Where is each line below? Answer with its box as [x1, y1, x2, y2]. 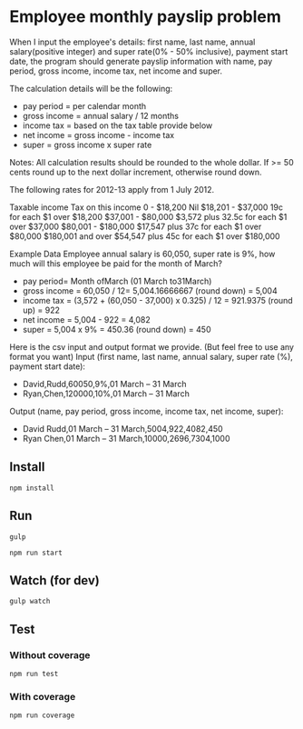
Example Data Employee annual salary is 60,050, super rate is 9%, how [9, 248, 276, 259]
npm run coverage [9, 711, 75, 720]
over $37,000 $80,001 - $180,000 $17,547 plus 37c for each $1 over [9, 221, 262, 232]
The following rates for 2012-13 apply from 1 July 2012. [9, 184, 215, 195]
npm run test [9, 670, 59, 679]
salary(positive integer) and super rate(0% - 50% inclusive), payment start [9, 45, 288, 56]
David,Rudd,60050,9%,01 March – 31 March [22, 378, 187, 389]
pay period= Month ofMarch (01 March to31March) [22, 275, 212, 286]
